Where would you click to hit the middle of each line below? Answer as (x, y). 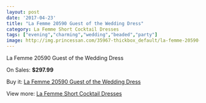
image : (15, 40)
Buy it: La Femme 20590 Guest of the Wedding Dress (74, 82)
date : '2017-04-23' (31, 18)
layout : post (23, 12)
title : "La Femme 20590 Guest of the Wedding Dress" (75, 23)
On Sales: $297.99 (30, 70)
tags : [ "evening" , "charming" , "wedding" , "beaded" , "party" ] (82, 35)
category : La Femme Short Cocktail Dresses (63, 29)
